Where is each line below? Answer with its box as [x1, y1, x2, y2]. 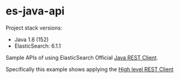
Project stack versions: [5, 24, 63, 31]
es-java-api [5, 4, 65, 18]
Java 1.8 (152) [14, 36, 49, 43]
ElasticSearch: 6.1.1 [14, 42, 61, 49]
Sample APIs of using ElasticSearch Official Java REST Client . [5, 54, 158, 61]
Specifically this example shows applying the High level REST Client [5, 65, 174, 73]
